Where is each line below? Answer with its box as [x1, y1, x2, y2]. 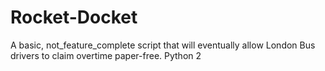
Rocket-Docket [10, 6, 138, 29]
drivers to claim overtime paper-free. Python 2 [10, 49, 202, 61]
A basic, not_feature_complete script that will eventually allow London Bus [10, 39, 316, 51]
